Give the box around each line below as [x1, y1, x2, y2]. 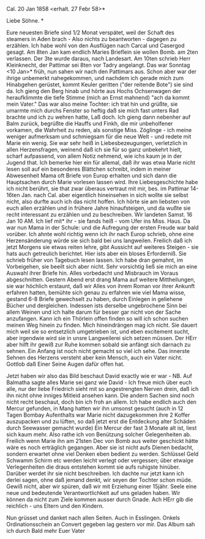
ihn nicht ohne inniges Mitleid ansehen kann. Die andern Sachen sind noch [6, 392, 195, 399]
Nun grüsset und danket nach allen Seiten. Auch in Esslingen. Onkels [6, 514, 181, 521]
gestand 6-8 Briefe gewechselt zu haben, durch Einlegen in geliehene [6, 296, 182, 302]
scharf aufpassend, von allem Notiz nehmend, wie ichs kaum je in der [6, 152, 182, 160]
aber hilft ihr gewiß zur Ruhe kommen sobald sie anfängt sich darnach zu [6, 341, 191, 348]
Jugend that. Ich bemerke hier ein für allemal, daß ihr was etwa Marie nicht [6, 159, 196, 166]
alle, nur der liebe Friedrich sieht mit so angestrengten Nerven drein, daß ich [6, 385, 199, 392]
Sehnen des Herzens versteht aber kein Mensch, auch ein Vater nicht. [6, 354, 183, 361]
